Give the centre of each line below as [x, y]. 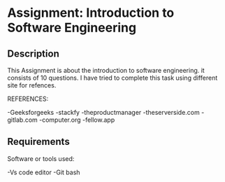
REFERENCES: [28, 99]
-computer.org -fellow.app [77, 120]
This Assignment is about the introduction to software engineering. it [106, 70]
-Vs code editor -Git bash [44, 172]
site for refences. [32, 85]
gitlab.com [23, 120]
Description [33, 54]
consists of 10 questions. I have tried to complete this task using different [112, 78]
